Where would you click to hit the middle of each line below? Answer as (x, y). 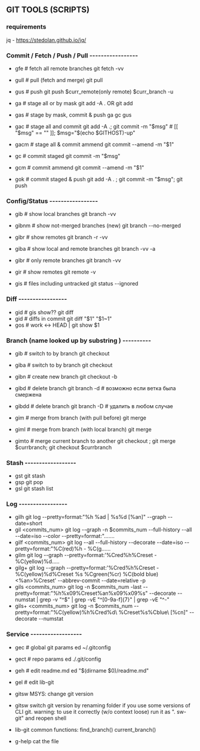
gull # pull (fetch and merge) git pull (59, 80)
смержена (28, 394)
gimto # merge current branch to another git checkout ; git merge (95, 441)
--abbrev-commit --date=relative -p (102, 580)
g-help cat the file (37, 741)
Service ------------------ (44, 634)
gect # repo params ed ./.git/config (58, 659)
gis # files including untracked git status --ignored (76, 284)
